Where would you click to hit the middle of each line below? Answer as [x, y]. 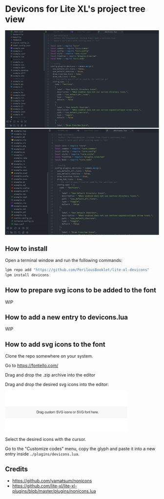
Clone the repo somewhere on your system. [49, 356]
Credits [17, 469]
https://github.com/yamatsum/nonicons [52, 481]
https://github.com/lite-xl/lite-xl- [44, 486]
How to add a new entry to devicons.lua [67, 317]
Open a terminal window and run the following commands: [64, 260]
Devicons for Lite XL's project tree [75, 9]
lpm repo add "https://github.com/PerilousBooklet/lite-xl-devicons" [77, 270]
